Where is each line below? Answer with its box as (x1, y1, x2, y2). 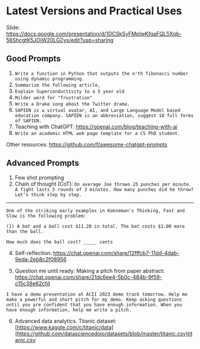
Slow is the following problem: (6, 213, 86, 219)
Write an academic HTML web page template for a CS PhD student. (14, 130, 180, 136)
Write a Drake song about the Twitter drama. (14, 101, 130, 107)
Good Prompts (6, 54, 61, 64)
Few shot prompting (14, 174, 64, 181)
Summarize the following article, (14, 82, 101, 88)
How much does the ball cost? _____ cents (6, 239, 113, 245)
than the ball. (6, 228, 44, 234)
